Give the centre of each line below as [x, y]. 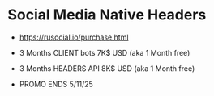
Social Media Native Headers [107, 15]
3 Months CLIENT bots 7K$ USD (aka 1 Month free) [105, 52]
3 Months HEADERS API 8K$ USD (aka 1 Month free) [107, 68]
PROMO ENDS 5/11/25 [56, 84]
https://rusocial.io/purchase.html [74, 37]
